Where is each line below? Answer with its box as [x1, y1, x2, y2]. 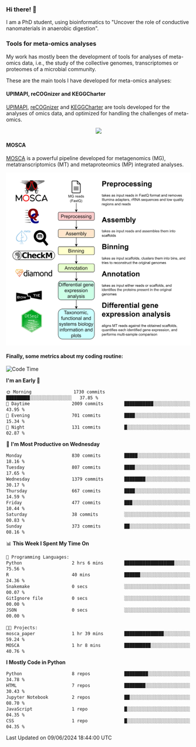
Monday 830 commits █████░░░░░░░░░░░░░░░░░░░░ [6, 453, 191, 459]
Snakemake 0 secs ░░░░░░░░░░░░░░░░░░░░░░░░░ [6, 584, 191, 590]
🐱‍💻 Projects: [6, 625, 38, 631]
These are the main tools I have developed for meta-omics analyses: [6, 77, 172, 84]
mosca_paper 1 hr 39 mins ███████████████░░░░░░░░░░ [6, 631, 191, 637]
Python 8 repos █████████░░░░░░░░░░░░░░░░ [6, 671, 191, 677]
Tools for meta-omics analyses [6, 39, 97, 48]
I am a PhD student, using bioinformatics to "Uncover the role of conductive [6, 19, 190, 26]
